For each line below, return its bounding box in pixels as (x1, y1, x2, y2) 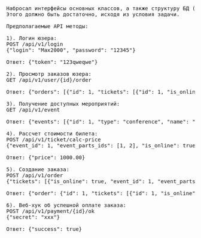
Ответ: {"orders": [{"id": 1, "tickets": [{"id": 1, (6, 89, 165, 95)
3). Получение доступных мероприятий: (6, 101, 120, 107)
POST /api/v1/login (6, 41, 63, 47)
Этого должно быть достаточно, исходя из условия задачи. (6, 11, 180, 17)
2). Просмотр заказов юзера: (6, 71, 92, 77)
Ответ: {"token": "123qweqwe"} (6, 59, 98, 65)
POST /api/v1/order (6, 172, 63, 178)
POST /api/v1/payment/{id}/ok (6, 208, 95, 214)
